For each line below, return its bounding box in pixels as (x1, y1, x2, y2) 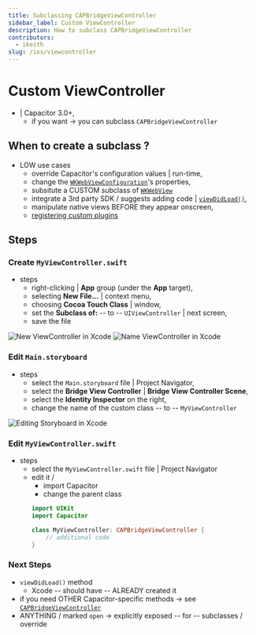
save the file (31, 317, 72, 326)
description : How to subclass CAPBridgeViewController (8, 26, 192, 34)
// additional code (46, 533, 110, 541)
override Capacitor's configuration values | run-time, (31, 169, 203, 178)
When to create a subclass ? (8, 139, 150, 153)
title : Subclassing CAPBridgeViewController (8, 11, 157, 20)
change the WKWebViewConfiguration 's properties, (31, 176, 191, 186)
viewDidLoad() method (19, 577, 93, 587)
